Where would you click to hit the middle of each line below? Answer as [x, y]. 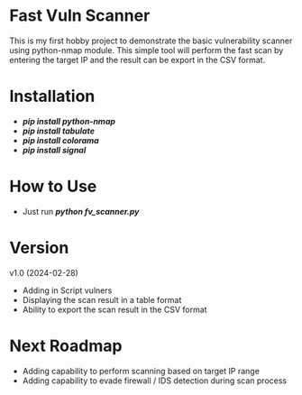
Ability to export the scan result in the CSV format [114, 309]
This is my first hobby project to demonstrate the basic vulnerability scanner [151, 41]
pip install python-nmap [69, 121]
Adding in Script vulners [67, 290]
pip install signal [54, 150]
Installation [52, 96]
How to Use [53, 187]
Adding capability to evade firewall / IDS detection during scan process [154, 381]
